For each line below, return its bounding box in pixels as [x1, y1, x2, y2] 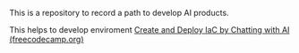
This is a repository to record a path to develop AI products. [9, 8, 230, 18]
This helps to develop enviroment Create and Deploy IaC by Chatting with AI [9, 25, 290, 34]
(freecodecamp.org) [9, 34, 84, 44]
